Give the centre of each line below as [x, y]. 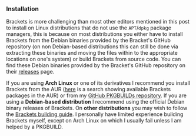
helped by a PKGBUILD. [35, 127]
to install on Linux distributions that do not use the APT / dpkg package [89, 28]
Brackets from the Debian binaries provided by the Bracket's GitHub [88, 41]
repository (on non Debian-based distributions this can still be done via [92, 47]
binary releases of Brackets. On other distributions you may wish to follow [97, 108]
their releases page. [30, 72]
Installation [23, 9]
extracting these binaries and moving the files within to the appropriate [92, 53]
